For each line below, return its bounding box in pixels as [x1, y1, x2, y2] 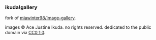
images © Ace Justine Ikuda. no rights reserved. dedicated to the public [5, 24, 152, 30]
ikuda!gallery [5, 4, 38, 11]
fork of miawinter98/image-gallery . [5, 15, 76, 21]
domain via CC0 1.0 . [5, 30, 46, 36]
